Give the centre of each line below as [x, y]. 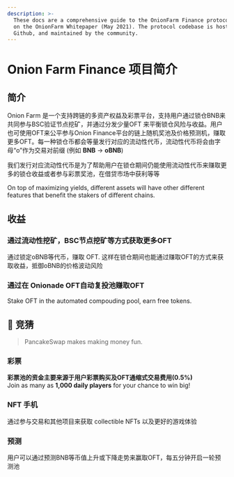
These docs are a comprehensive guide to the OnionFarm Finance [109, 20]
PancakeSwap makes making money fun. [83, 342]
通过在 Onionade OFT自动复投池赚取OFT [76, 285]
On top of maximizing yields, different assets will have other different [106, 188]
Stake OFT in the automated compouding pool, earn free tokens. [100, 301]
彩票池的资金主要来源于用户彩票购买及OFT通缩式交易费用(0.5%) [100, 377]
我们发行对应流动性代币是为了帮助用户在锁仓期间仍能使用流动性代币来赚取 [114, 165]
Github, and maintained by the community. [76, 33]
